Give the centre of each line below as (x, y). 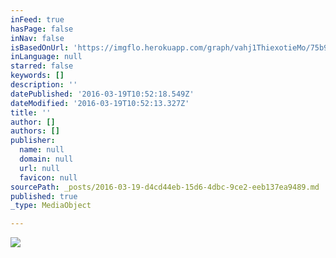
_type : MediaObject (51, 206)
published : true (44, 196)
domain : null (46, 159)
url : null (39, 168)
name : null (42, 150)
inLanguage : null (46, 57)
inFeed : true (37, 19)
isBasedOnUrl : (40, 47)
